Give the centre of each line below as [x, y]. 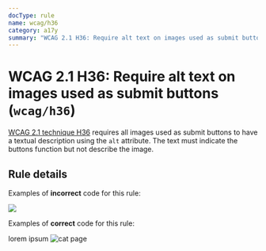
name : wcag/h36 [33, 23]
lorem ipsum [28, 239]
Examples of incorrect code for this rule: [74, 193]
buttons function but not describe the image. [81, 149]
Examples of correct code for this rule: [71, 223]
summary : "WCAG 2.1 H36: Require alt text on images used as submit [123, 38]
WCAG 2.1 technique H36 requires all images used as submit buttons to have [133, 132]
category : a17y [33, 30]
